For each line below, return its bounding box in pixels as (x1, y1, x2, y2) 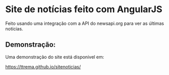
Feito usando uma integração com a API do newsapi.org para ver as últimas (5, 20, 164, 26)
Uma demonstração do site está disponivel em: (5, 54, 105, 60)
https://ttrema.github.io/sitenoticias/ (5, 63, 81, 69)
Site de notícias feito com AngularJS (5, 4, 162, 15)
